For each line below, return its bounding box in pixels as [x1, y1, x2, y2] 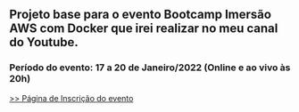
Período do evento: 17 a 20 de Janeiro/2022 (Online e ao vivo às [9, 61, 291, 74]
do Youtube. [9, 35, 79, 50]
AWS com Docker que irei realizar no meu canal [9, 21, 278, 36]
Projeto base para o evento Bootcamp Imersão [9, 7, 272, 22]
